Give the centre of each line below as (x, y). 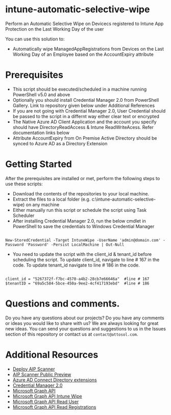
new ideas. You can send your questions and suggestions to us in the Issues (86, 329)
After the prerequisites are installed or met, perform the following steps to (83, 178)
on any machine (43, 204)
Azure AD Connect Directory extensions (55, 380)
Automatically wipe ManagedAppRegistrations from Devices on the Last (88, 49)
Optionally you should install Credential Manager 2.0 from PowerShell (86, 100)
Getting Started (39, 164)
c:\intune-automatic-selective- (124, 199)
